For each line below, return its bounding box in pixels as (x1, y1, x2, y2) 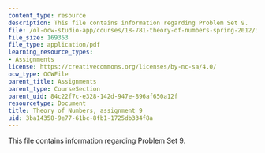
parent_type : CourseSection (8, 84, 101, 93)
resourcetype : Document (8, 99, 87, 107)
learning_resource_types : (8, 48, 93, 56)
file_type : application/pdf (8, 41, 101, 49)
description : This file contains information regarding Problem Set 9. (8, 19, 248, 27)
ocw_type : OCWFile (8, 70, 69, 78)
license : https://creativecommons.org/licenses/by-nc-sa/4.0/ (8, 63, 217, 71)
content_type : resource (8, 11, 87, 20)
